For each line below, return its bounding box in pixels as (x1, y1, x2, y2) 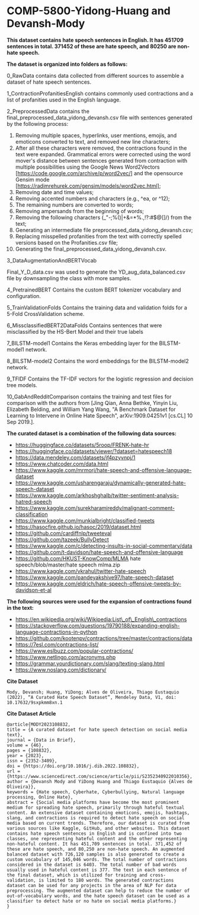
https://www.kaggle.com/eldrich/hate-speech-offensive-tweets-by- (15, 580, 181, 587)
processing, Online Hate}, (7, 794, 73, 800)
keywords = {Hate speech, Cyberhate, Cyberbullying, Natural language (7, 789, 185, 795)
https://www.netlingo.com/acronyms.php (15, 653, 116, 660)
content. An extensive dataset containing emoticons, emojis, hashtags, (7, 809, 190, 816)
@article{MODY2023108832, (7, 721, 70, 727)
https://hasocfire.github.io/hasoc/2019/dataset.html (15, 523, 142, 530)
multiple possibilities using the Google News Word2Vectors (15, 163, 160, 170)
